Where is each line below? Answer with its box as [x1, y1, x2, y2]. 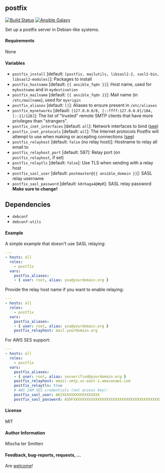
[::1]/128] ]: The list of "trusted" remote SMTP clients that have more [12, 113, 153, 119]
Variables [5, 60, 26, 66]
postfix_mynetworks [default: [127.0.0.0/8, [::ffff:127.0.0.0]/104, [12, 108, 153, 114]
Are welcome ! [5, 463, 33, 469]
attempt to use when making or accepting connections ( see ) [12, 134, 135, 140]
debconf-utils [12, 220, 41, 224]
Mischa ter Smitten [5, 441, 43, 447]
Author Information [5, 430, 46, 436]
